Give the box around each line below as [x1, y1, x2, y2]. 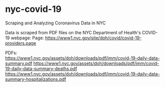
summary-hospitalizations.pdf [5, 76, 66, 82]
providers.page [5, 40, 36, 46]
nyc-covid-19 [5, 3, 62, 15]
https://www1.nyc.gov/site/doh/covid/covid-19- [45, 35, 142, 41]
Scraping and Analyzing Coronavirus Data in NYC [5, 20, 106, 26]
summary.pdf [5, 60, 33, 66]
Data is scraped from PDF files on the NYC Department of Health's [5, 29, 141, 35]
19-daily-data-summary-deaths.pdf [5, 66, 77, 72]
